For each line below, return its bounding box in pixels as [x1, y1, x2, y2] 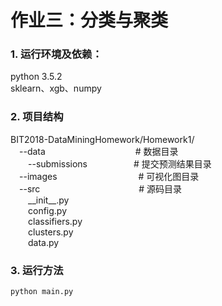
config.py [28, 204, 68, 216]
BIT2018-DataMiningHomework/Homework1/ [10, 133, 195, 145]
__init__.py [28, 194, 70, 206]
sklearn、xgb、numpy [10, 82, 102, 95]
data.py [28, 236, 60, 248]
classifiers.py [28, 215, 83, 227]
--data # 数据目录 [19, 145, 179, 157]
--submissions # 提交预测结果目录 [28, 157, 212, 170]
